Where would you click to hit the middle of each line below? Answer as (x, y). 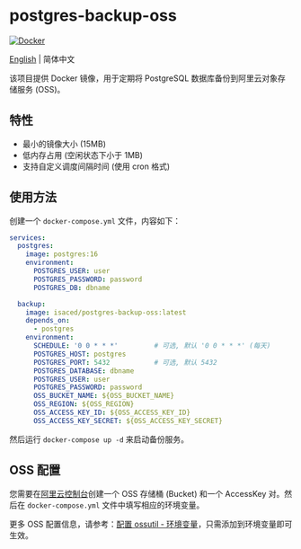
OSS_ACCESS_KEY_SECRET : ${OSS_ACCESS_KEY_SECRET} (128, 421)
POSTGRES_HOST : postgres (80, 354)
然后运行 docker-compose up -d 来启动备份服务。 (99, 439)
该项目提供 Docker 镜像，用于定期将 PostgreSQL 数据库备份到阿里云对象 (144, 78)
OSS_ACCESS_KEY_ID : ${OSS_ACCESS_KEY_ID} (112, 413)
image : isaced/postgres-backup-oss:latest (106, 312)
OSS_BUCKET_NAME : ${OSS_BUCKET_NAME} (104, 396)
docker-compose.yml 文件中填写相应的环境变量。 (115, 505)
